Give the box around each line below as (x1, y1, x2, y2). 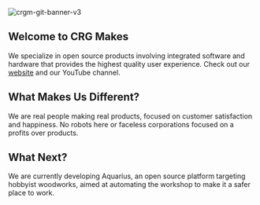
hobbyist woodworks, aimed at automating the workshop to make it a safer (8, 180, 251, 189)
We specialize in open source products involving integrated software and (8, 51, 246, 60)
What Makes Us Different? (8, 90, 140, 104)
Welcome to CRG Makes (8, 30, 128, 43)
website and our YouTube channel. (8, 68, 121, 77)
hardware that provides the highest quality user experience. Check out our (8, 59, 251, 68)
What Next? (8, 151, 68, 164)
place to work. (8, 189, 55, 198)
